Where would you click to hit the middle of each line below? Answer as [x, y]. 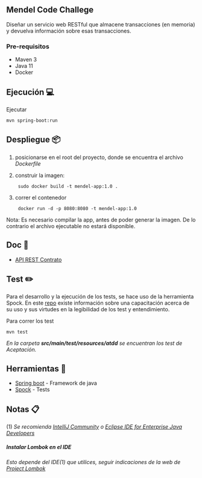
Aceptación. [21, 350]
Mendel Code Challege [50, 10]
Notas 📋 [23, 409]
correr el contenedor [41, 197]
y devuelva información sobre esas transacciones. [69, 31]
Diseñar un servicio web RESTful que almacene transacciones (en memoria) [101, 24]
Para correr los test [30, 321]
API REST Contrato [38, 259]
